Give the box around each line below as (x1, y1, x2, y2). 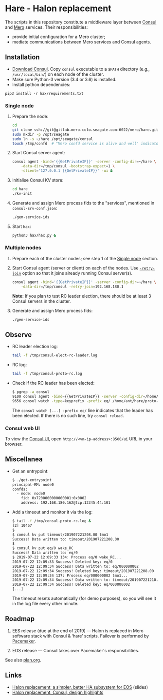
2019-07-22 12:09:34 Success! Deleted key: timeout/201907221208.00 (12, 568, 154, 574)
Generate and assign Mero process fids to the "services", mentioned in (12, 200, 155, 206)
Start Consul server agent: (12, 150, 65, 156)
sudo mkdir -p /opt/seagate (12, 132, 69, 137)
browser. (5, 441, 23, 447)
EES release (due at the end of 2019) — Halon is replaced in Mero (12, 628, 144, 634)
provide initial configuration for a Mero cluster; (12, 34, 106, 40)
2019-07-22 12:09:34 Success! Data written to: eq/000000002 (12, 564, 139, 569)
